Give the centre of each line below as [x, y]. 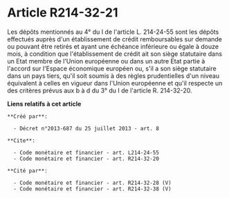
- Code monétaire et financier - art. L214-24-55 [86, 152]
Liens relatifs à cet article [44, 103]
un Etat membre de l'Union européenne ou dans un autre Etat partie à [106, 61]
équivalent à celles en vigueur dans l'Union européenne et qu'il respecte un [115, 83]
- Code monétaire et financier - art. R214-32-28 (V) [92, 183]
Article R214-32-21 [63, 13]
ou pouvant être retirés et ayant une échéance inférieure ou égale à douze [113, 46]
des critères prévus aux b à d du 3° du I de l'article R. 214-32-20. [100, 90]
